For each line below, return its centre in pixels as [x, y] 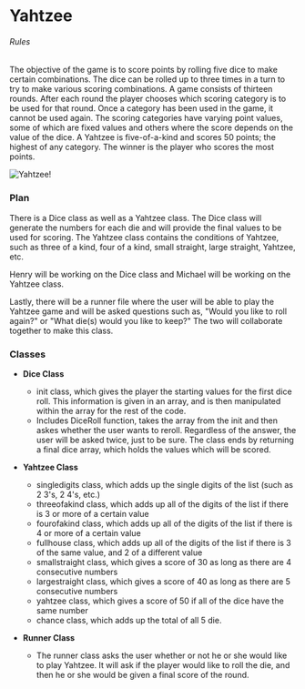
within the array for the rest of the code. [111, 410]
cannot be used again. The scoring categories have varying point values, [146, 118]
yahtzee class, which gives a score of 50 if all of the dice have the [160, 601]
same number [62, 610]
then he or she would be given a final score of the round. [142, 674]
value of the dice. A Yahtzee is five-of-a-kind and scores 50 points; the [142, 137]
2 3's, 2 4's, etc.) [68, 494]
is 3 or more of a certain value [92, 513]
